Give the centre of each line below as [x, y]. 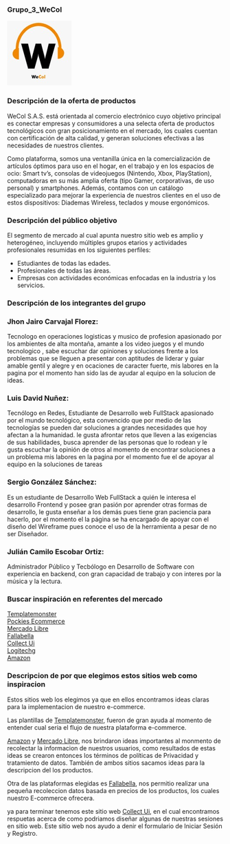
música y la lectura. [35, 581]
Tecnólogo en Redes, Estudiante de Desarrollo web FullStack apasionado [111, 413]
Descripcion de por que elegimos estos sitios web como [102, 676]
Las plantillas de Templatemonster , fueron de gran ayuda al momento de [109, 720]
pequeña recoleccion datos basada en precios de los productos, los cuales [113, 790]
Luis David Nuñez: [38, 399]
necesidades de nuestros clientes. [56, 145]
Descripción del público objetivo [62, 220]
